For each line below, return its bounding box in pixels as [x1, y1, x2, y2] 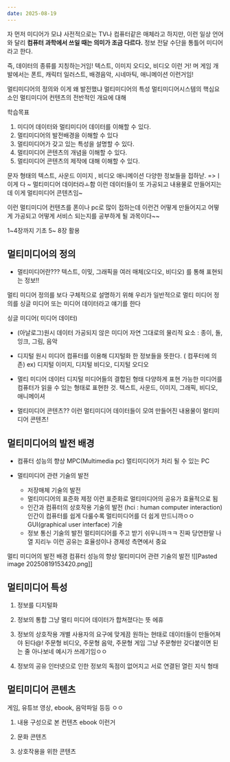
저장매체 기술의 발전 [27, 486, 81, 494]
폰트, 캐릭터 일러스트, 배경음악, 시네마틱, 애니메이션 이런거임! [30, 70, 194, 78]
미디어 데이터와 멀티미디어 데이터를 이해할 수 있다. [16, 122, 151, 130]
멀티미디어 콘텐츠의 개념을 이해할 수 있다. [16, 148, 128, 157]
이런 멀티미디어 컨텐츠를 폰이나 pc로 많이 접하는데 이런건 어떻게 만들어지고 [7, 203, 207, 211]
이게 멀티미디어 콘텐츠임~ [14, 188, 83, 196]
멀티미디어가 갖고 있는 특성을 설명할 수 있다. [16, 139, 135, 148]
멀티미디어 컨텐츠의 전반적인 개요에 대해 [19, 93, 127, 102]
